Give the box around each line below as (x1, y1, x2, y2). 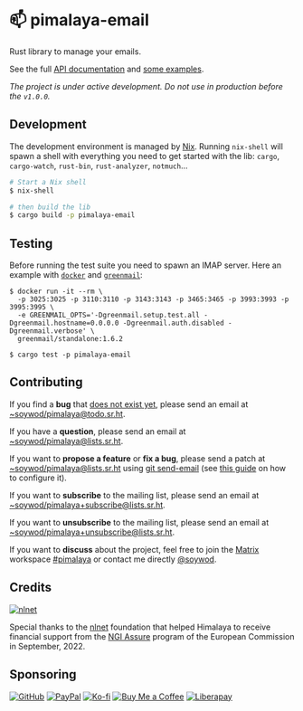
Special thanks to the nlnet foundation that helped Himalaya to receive (9, 621, 271, 632)
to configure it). (9, 472, 68, 483)
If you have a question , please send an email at (9, 425, 186, 437)
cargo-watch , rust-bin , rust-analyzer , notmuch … (9, 160, 188, 171)
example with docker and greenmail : (9, 270, 143, 280)
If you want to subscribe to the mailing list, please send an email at (9, 489, 260, 500)
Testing (9, 235, 53, 251)
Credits (9, 580, 52, 595)
